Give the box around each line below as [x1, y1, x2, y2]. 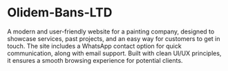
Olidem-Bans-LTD [7, 5, 113, 20]
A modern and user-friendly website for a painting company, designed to [7, 27, 215, 35]
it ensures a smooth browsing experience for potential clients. [7, 56, 183, 64]
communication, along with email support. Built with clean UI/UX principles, [7, 49, 222, 57]
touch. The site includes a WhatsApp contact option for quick [7, 42, 182, 50]
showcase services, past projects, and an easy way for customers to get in [7, 34, 220, 42]
